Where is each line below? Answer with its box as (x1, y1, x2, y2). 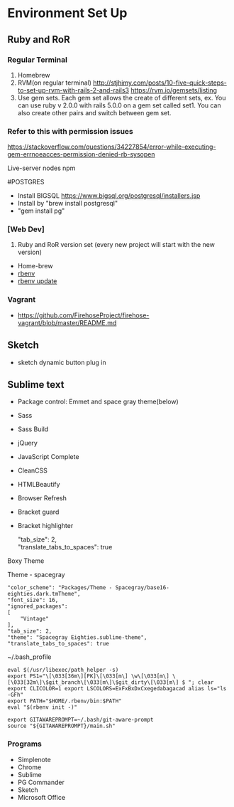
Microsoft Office (17, 793, 66, 801)
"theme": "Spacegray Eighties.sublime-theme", (7, 634, 147, 641)
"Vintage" (20, 616, 50, 623)
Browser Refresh (17, 494, 67, 502)
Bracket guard (17, 507, 60, 517)
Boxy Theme (7, 557, 45, 565)
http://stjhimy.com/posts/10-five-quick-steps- (93, 78, 227, 87)
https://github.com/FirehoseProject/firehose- (17, 311, 150, 320)
